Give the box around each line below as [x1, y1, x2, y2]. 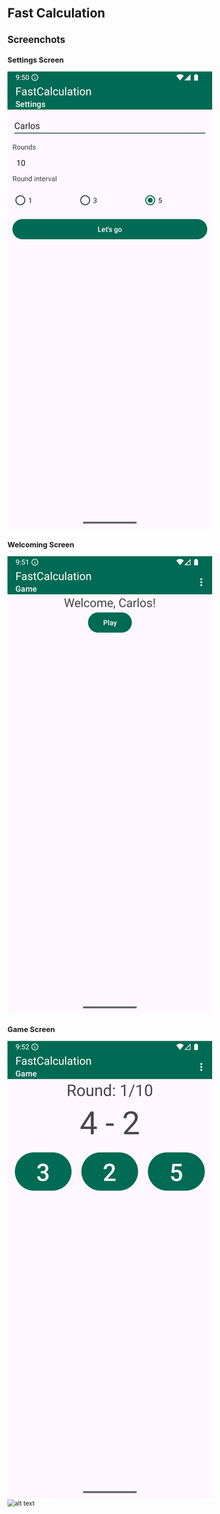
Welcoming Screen [7, 539, 75, 549]
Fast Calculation [7, 5, 105, 21]
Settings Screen [7, 55, 64, 65]
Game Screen [7, 1025, 56, 1035]
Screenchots [7, 34, 66, 46]
